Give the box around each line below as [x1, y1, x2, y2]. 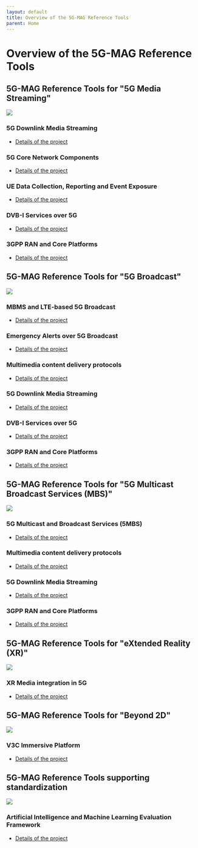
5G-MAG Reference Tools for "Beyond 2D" [6, 710, 171, 720]
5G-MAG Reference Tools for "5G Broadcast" [6, 272, 182, 282]
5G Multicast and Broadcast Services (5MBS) [6, 520, 143, 528]
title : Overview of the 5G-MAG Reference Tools [6, 15, 129, 21]
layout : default [6, 9, 47, 15]
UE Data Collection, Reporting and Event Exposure [6, 182, 158, 191]
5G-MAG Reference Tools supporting [6, 773, 150, 783]
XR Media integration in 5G [6, 679, 87, 687]
